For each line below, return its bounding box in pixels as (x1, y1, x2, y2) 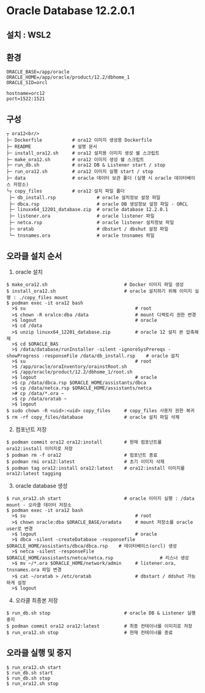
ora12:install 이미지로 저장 (6, 446, 73, 452)
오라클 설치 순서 (6, 251, 62, 261)
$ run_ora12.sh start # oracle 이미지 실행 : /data (6, 496, 195, 502)
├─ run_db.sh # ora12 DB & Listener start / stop (6, 162, 166, 169)
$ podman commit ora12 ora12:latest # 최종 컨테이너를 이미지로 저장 (6, 623, 193, 629)
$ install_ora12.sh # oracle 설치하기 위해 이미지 (6, 288, 193, 294)
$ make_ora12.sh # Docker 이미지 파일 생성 (6, 281, 184, 288)
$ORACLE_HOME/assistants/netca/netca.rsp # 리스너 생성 (6, 555, 190, 561)
